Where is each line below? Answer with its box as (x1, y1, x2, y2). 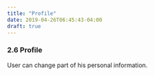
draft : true (7, 23, 41, 29)
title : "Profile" (7, 10, 57, 17)
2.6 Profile (7, 45, 42, 55)
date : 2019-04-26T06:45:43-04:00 (7, 16, 103, 23)
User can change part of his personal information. (7, 61, 148, 69)
